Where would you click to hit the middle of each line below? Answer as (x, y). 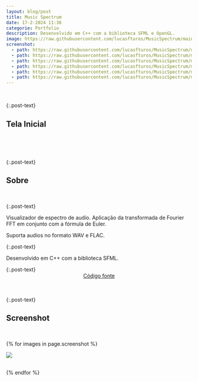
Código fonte (99, 276)
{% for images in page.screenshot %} (52, 344)
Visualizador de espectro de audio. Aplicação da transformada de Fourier (95, 217)
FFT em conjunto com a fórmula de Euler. (56, 224)
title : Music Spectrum (34, 17)
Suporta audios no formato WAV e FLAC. (55, 235)
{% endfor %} (23, 372)
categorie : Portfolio (33, 28)
